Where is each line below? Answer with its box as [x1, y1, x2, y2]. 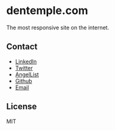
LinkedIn [15, 57, 37, 65]
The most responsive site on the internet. [6, 24, 110, 31]
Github [15, 77, 32, 84]
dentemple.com [6, 4, 88, 18]
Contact [6, 42, 38, 52]
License [6, 101, 37, 112]
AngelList [15, 71, 40, 78]
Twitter [15, 64, 33, 71]
